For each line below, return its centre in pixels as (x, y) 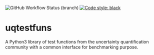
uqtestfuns (28, 28)
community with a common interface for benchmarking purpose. (72, 47)
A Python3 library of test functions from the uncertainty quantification (77, 41)
